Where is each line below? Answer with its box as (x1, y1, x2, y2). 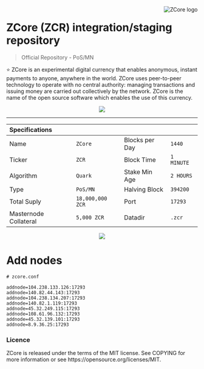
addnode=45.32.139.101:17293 (6, 316, 80, 322)
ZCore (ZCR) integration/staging (6, 21, 172, 35)
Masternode (9, 209, 44, 218)
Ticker (9, 155, 28, 164)
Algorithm (9, 171, 38, 180)
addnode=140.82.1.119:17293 (6, 300, 78, 306)
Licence (6, 336, 30, 344)
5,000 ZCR (75, 214, 104, 221)
